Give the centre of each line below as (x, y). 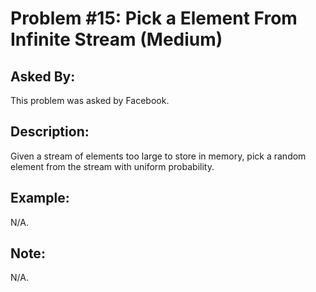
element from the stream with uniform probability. (112, 166)
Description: (50, 132)
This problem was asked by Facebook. (90, 100)
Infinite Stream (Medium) (116, 39)
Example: (40, 198)
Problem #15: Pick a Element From (154, 18)
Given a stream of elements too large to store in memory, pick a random (158, 156)
